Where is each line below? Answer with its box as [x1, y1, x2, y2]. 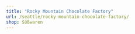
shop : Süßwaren [6, 19, 43, 25]
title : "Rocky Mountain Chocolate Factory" [6, 8, 114, 14]
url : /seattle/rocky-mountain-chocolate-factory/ [6, 14, 130, 20]
